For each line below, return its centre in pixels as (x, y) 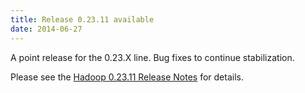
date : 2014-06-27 (46, 29)
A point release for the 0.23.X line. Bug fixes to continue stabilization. (152, 57)
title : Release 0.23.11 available (82, 19)
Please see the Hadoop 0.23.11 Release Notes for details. (127, 77)
